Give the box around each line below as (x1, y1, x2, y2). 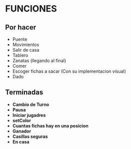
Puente (12, 36, 27, 42)
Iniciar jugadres (12, 112, 46, 118)
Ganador (12, 128, 31, 134)
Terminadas (5, 88, 43, 97)
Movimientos (12, 42, 39, 48)
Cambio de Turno (12, 101, 49, 107)
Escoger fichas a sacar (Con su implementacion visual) (12, 68, 126, 74)
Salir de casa (12, 47, 39, 53)
